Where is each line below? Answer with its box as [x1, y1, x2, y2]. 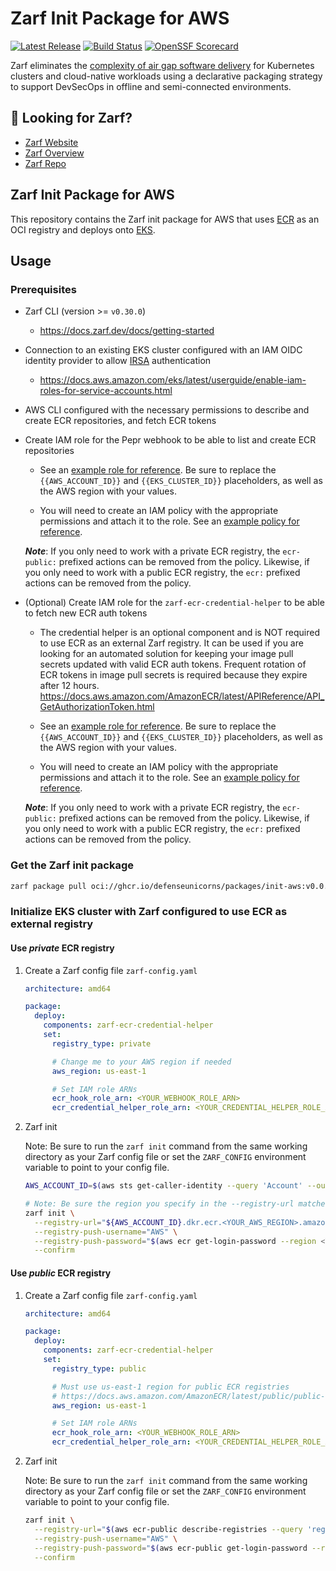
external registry [10, 917, 94, 931]
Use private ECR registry [10, 942, 115, 954]
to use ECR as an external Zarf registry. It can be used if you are [39, 637, 304, 649]
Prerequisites [10, 282, 77, 296]
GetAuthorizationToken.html [39, 701, 155, 713]
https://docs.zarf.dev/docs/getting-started [39, 325, 215, 337]
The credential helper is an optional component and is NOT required [39, 627, 320, 639]
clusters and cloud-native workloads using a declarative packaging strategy [10, 70, 323, 82]
